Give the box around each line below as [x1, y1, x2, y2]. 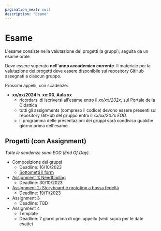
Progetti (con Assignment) [5, 137, 87, 145]
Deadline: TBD [19, 200, 48, 206]
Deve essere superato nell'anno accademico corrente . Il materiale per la [5, 63, 151, 69]
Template [19, 211, 38, 216]
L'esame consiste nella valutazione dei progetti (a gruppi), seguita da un [5, 48, 148, 54]
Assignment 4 [12, 205, 40, 211]
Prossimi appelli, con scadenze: [5, 83, 69, 89]
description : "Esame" [5, 12, 49, 16]
